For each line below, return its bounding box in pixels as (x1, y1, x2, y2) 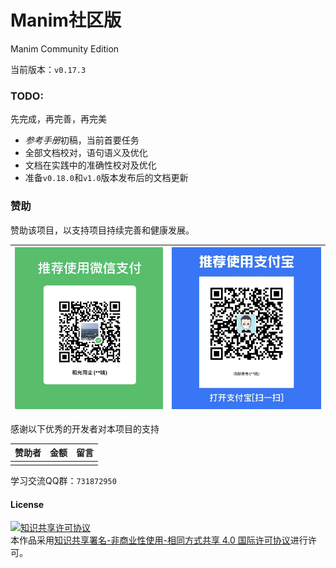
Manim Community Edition (10, 42, 120, 55)
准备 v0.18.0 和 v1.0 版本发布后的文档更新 (24, 172, 189, 184)
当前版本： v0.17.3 (10, 63, 87, 75)
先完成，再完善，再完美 (10, 113, 107, 125)
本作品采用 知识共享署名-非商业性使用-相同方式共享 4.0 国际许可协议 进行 (10, 534, 308, 546)
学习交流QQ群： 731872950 (10, 474, 117, 486)
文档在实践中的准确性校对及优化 (24, 159, 157, 171)
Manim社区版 (10, 9, 122, 32)
